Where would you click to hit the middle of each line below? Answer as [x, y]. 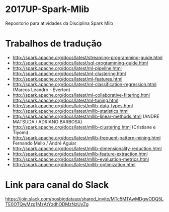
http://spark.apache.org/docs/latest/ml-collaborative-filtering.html [81, 95]
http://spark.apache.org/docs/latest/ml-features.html [67, 79]
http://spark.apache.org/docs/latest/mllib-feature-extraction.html [80, 154]
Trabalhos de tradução [54, 44]
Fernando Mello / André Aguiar [45, 143]
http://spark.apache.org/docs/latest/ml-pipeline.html [67, 68]
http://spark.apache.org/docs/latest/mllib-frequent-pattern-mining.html [87, 137]
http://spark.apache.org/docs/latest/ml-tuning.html [65, 100]
